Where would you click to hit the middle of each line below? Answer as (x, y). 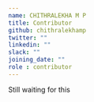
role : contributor (40, 67)
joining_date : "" (37, 60)
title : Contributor (40, 23)
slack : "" (24, 52)
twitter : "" (28, 38)
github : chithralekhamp (47, 30)
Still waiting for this (39, 89)
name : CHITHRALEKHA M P (47, 15)
